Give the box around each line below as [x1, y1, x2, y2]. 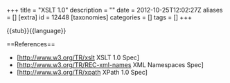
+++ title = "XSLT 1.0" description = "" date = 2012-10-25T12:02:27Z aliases [6, 6, 223, 14]
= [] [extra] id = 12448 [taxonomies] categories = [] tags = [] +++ [6, 13, 192, 21]
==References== [6, 40, 55, 48]
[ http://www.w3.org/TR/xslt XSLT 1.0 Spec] [16, 53, 140, 62]
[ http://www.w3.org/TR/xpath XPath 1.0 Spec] [16, 68, 148, 76]
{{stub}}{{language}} [6, 27, 67, 35]
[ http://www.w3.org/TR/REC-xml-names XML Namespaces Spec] [16, 61, 204, 68]
